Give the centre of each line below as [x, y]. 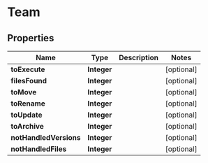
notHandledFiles [39, 149]
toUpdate [27, 115]
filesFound [29, 81]
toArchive [27, 126]
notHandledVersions [46, 137]
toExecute [28, 69]
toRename [28, 104]
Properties [31, 38]
